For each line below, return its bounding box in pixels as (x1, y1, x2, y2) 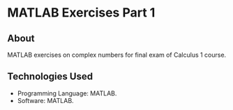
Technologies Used (7, 71, 93, 82)
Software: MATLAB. (17, 96, 75, 104)
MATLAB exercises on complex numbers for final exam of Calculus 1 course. (7, 51, 227, 59)
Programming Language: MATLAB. (17, 89, 117, 98)
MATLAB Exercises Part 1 (7, 5, 156, 21)
